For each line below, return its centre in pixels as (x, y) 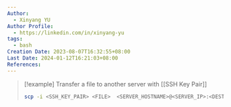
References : (24, 64)
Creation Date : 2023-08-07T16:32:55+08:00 (69, 52)
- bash (23, 45)
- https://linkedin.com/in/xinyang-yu (69, 33)
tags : (15, 39)
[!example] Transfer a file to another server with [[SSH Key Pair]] (115, 84)
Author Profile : (30, 26)
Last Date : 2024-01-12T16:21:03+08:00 (63, 58)
